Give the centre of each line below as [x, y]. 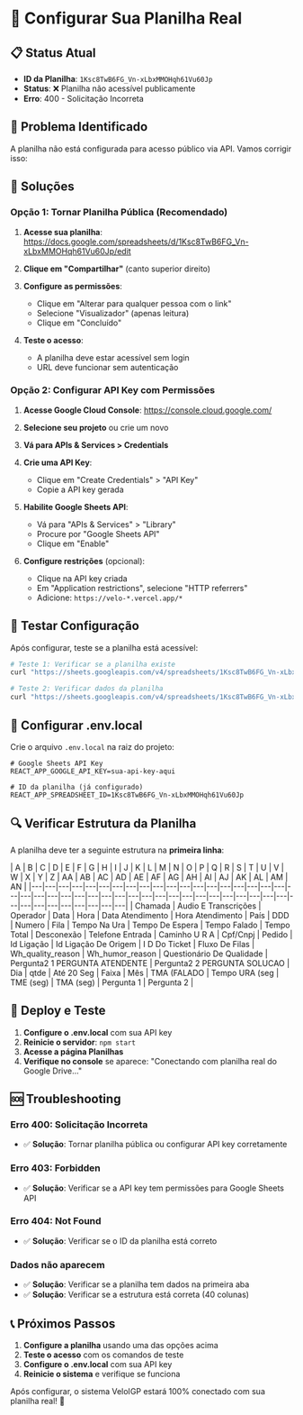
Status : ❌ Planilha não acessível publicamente [109, 88]
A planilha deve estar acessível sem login [113, 357]
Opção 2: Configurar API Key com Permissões [112, 390]
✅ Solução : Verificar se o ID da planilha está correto [120, 1241]
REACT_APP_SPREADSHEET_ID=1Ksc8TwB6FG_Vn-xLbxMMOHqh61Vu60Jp [127, 795]
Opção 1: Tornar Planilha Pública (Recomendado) [119, 213]
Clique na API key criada [82, 578]
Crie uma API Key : [58, 462]
